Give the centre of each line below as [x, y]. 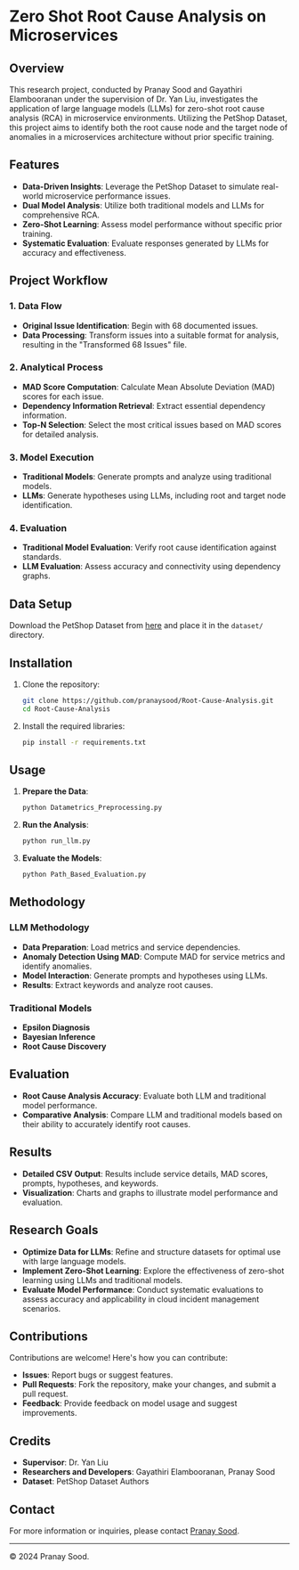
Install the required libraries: [73, 726]
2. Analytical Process [57, 367]
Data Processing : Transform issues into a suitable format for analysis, [150, 335]
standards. [42, 557]
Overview [37, 68]
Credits [30, 1441]
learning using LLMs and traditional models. [102, 1280]
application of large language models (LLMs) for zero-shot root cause [137, 108]
